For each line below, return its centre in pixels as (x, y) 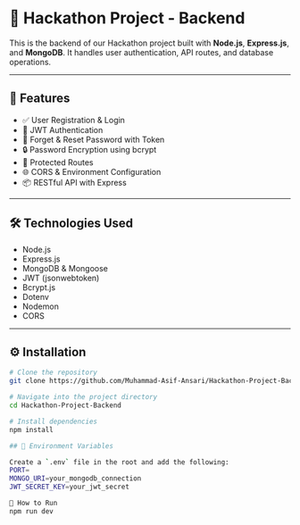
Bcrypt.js (39, 287)
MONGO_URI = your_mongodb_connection (75, 479)
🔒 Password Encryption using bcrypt (89, 149)
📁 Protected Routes (58, 162)
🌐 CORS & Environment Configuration (92, 171)
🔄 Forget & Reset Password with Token (93, 139)
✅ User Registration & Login (73, 120)
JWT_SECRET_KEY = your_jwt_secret (69, 487)
